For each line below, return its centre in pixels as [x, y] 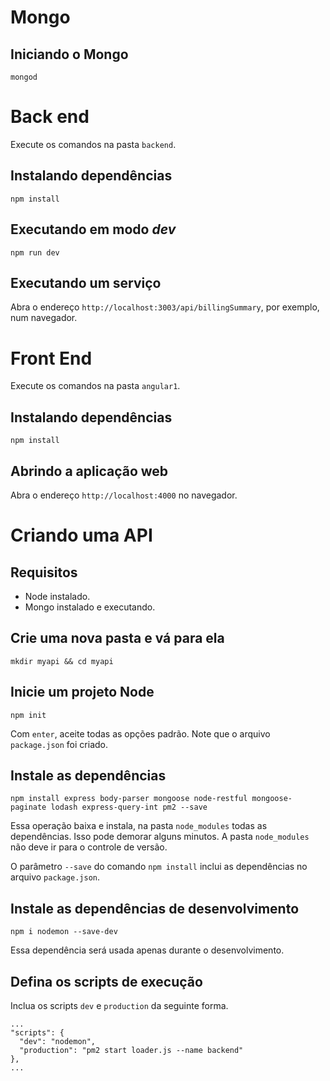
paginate [28, 807]
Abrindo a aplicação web [89, 471]
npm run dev [35, 252]
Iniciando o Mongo [69, 54]
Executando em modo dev [93, 229]
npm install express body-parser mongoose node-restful [129, 799]
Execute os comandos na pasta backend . [93, 144]
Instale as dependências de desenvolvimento [155, 908]
